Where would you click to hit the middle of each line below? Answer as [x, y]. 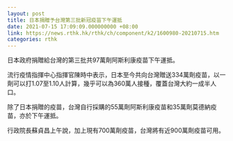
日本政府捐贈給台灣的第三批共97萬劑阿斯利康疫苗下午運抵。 [93, 60]
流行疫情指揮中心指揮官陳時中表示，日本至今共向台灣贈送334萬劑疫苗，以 [114, 75]
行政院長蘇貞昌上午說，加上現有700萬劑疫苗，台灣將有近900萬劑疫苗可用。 [116, 131]
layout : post [26, 14]
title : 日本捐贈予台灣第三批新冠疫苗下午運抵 [65, 20]
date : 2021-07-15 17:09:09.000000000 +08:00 [73, 26]
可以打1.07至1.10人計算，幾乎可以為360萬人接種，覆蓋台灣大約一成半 [112, 83]
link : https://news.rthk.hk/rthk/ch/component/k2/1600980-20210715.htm [113, 33]
